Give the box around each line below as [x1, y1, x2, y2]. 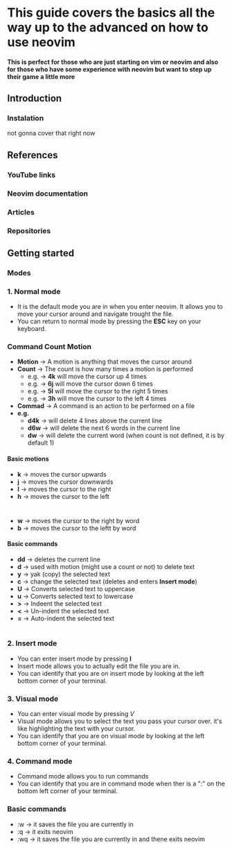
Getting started [7, 247, 75, 259]
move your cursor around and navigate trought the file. [17, 310, 174, 318]
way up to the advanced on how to [7, 19, 209, 35]
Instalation [7, 113, 44, 123]
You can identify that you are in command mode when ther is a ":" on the [17, 779, 225, 788]
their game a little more [7, 72, 75, 80]
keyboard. [17, 325, 46, 333]
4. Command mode [7, 756, 73, 766]
